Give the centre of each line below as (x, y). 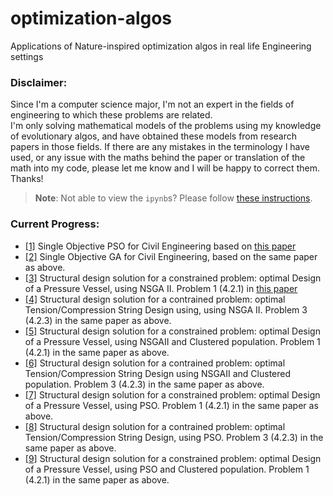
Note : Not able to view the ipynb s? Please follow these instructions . (173, 198)
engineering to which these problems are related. (111, 115)
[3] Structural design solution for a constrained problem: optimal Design (173, 278)
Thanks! (27, 179)
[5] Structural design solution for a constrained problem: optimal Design (172, 331)
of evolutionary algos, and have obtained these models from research (154, 136)
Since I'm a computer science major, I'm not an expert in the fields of (152, 104)
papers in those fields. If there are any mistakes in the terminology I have (160, 147)
